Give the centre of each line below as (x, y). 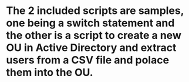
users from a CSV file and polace (87, 60)
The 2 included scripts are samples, (95, 11)
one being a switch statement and (90, 23)
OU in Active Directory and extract (91, 48)
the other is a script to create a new (94, 35)
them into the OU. (50, 72)
